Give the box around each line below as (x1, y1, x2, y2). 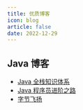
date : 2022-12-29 (7, 29, 58, 37)
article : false (7, 23, 52, 30)
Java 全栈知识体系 (17, 78, 70, 86)
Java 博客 (7, 57, 50, 69)
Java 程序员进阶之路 (17, 86, 77, 95)
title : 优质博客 (7, 10, 50, 18)
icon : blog (7, 17, 39, 24)
